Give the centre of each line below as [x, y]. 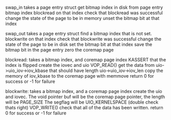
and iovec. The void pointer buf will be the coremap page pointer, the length [85, 97]
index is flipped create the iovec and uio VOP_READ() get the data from [80, 65]
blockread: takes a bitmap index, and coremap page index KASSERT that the [86, 60]
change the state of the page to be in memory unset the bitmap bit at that [82, 18]
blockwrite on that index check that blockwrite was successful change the [83, 39]
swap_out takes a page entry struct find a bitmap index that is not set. [79, 33]
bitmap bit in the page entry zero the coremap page [59, 50]
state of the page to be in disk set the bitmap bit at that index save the [79, 44]
